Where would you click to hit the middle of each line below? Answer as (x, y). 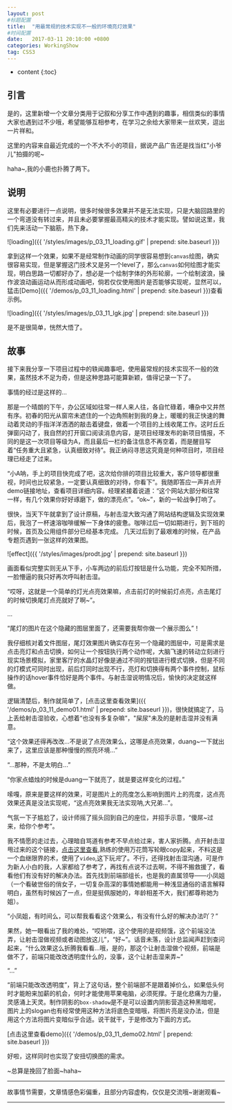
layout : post (26, 13)
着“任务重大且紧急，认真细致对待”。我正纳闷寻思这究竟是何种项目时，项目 (113, 450)
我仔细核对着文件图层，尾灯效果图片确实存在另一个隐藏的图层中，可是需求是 (116, 643)
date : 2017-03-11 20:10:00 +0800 (58, 39)
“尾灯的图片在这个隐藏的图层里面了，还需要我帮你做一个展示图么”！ (104, 628)
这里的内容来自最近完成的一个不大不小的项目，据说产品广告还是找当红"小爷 (115, 145)
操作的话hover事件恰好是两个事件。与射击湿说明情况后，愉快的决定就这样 (112, 678)
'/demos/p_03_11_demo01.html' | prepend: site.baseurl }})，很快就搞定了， (113, 710)
